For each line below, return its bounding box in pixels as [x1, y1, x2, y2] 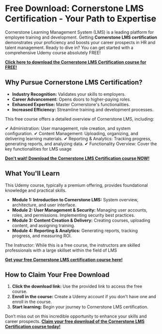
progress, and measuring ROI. [12, 233, 72, 239]
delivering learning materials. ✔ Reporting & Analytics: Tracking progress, [5, 136, 151, 141]
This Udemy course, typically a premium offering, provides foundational [5, 182, 148, 188]
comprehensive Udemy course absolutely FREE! [5, 49, 101, 56]
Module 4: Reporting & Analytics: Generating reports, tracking [12, 228, 138, 233]
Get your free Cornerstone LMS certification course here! [5, 257, 123, 262]
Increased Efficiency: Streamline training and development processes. [12, 106, 154, 112]
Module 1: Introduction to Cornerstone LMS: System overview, [12, 197, 139, 202]
